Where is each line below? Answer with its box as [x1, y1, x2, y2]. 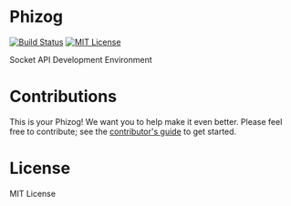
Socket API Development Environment [9, 54, 152, 65]
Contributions [9, 87, 117, 107]
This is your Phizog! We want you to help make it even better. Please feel [9, 116, 283, 127]
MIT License [9, 188, 57, 199]
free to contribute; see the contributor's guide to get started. [9, 126, 237, 137]
